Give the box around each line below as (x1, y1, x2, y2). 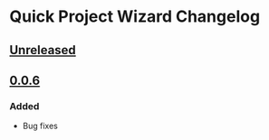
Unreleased (9, 42, 77, 58)
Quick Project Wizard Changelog (9, 6, 261, 27)
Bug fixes (22, 120, 59, 132)
